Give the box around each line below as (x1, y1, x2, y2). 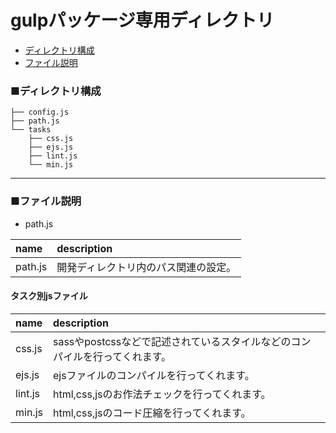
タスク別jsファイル (10, 290, 88, 302)
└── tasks (10, 125, 52, 135)
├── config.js (10, 107, 70, 118)
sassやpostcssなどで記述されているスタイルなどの (52, 334, 292, 348)
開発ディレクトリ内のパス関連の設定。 (56, 260, 237, 274)
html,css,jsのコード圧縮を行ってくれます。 (52, 406, 252, 420)
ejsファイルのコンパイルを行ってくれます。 (52, 368, 255, 382)
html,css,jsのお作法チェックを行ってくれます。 (52, 387, 272, 401)
